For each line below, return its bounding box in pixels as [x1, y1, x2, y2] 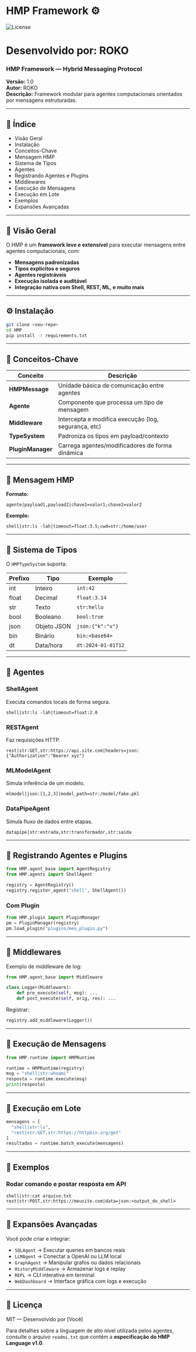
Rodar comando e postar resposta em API [6, 1180, 127, 1188]
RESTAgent [6, 723, 39, 731]
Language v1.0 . [6, 1339, 44, 1346]
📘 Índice [6, 119, 36, 129]
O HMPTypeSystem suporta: [6, 560, 67, 567]
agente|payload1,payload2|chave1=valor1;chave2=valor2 [6, 502, 142, 508]
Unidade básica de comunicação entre [58, 382, 164, 390]
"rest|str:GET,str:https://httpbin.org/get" [11, 1129, 121, 1135]
